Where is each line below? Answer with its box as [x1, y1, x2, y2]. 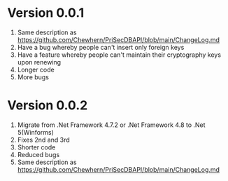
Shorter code [17, 142, 56, 152]
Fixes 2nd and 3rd [17, 135, 70, 144]
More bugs [17, 72, 49, 81]
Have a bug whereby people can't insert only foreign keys [17, 43, 185, 51]
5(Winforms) [17, 128, 55, 136]
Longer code [17, 65, 55, 74]
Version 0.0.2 [7, 98, 88, 114]
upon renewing [17, 58, 62, 66]
